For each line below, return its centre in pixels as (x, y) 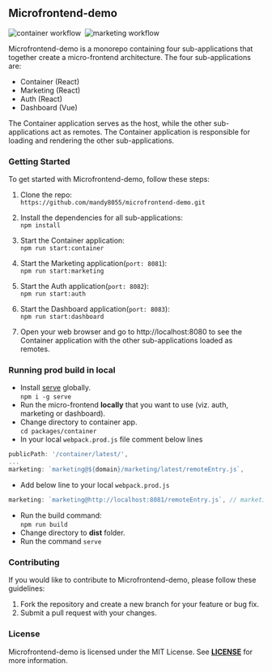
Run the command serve (61, 541)
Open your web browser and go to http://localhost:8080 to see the (131, 332)
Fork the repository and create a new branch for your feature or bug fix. (139, 605)
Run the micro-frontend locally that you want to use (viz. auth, (124, 405)
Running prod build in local (62, 370)
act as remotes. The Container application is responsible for (151, 131)
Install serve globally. (55, 388)
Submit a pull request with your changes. (88, 613)
